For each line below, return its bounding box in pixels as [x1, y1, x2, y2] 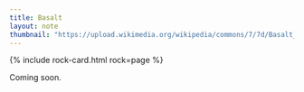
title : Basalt [9, 13, 63, 23]
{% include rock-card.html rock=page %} [9, 55, 165, 66]
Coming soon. [9, 72, 62, 83]
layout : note [9, 22, 59, 31]
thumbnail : [9, 30, 51, 39]
